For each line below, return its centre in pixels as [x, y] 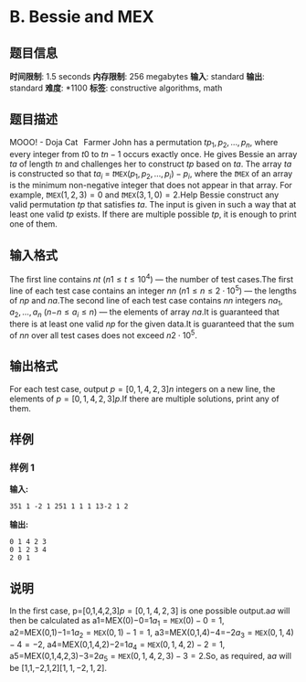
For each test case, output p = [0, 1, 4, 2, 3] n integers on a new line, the [142, 389]
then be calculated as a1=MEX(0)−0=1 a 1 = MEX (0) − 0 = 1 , [117, 622]
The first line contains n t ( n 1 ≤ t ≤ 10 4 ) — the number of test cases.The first [152, 278]
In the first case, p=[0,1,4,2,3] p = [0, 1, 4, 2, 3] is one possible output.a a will [150, 611]
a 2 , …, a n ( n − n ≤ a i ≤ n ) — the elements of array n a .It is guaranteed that [145, 313]
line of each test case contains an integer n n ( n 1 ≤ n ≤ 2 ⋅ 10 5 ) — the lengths [153, 290]
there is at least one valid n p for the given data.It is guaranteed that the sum [152, 324]
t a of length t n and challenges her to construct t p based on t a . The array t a [151, 164]
